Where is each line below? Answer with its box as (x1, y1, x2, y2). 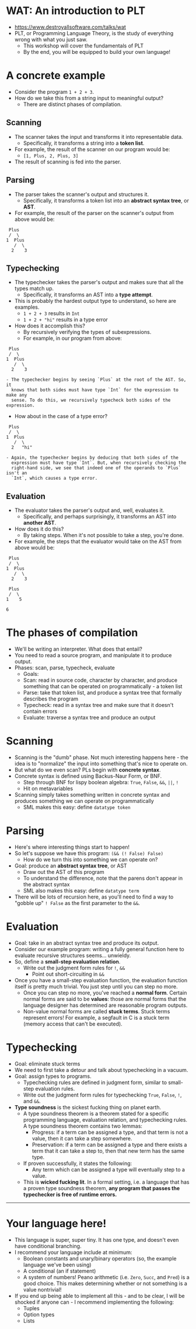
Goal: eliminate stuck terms (14, 1060, 80, 1067)
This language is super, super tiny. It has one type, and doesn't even (14, 1236, 179, 1243)
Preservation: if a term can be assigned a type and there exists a (32, 1141, 187, 1148)
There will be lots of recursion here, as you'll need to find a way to (14, 893, 174, 900)
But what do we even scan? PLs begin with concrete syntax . (14, 766, 162, 773)
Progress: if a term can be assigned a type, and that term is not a (32, 1129, 188, 1136)
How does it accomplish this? (14, 322, 86, 329)
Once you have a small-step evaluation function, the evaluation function (14, 976, 188, 983)
